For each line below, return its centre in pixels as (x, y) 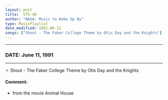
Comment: (16, 82)
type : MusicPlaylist (27, 24)
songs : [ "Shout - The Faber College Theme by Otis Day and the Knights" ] (84, 33)
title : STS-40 (21, 14)
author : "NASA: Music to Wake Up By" (44, 19)
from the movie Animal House (43, 93)
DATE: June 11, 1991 (29, 55)
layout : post (19, 10)
